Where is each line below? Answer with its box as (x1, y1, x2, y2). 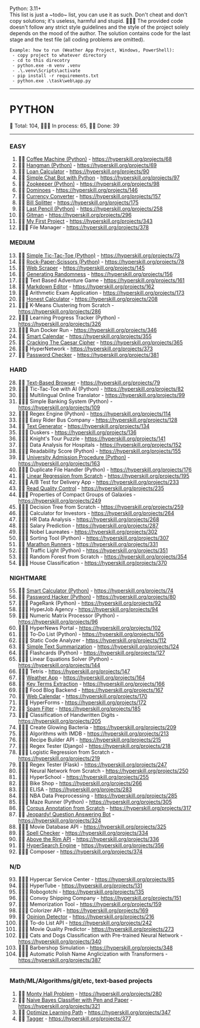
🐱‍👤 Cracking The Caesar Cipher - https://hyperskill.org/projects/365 (18, 339, 183, 346)
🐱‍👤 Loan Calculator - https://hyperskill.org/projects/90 (18, 168, 150, 175)
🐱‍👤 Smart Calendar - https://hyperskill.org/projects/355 (18, 333, 152, 340)
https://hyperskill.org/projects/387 (18, 957, 101, 964)
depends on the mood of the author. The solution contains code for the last (9, 30, 191, 37)
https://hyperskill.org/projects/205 (18, 717, 101, 725)
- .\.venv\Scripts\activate (12, 68, 81, 74)
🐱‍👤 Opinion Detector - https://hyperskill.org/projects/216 (18, 913, 154, 920)
